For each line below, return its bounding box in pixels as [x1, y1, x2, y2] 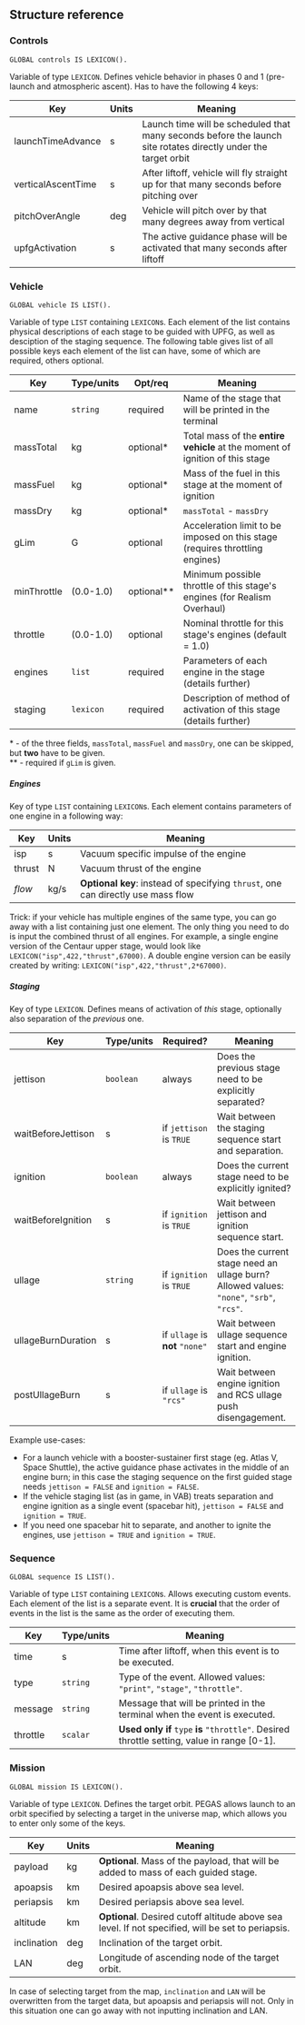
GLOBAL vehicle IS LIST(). [9, 300, 112, 310]
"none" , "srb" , [216, 1290, 276, 1303]
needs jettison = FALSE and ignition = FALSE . [22, 1481, 200, 1492]
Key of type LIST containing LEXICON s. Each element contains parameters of [9, 800, 292, 811]
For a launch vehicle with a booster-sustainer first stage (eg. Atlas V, [22, 1452, 279, 1463]
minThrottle [14, 585, 64, 598]
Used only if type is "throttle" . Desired [118, 1723, 290, 1736]
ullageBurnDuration [14, 1334, 97, 1346]
